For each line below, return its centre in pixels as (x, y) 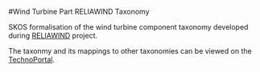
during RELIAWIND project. (53, 36)
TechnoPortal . (31, 60)
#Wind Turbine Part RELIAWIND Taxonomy (79, 12)
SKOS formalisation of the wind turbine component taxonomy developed (128, 27)
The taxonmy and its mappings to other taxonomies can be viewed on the (130, 51)
